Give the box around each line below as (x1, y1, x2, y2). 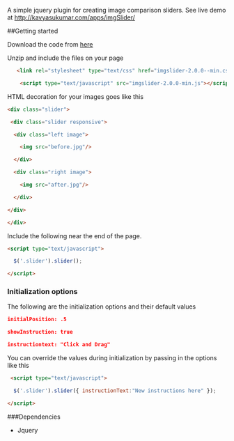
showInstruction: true (7, 329, 73, 336)
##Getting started (7, 27, 58, 35)
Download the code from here (7, 40, 93, 48)
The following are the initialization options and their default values (7, 302, 196, 311)
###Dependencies (7, 412, 61, 421)
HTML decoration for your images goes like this (7, 92, 144, 100)
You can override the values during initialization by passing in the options (7, 354, 217, 362)
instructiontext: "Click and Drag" (7, 341, 111, 348)
